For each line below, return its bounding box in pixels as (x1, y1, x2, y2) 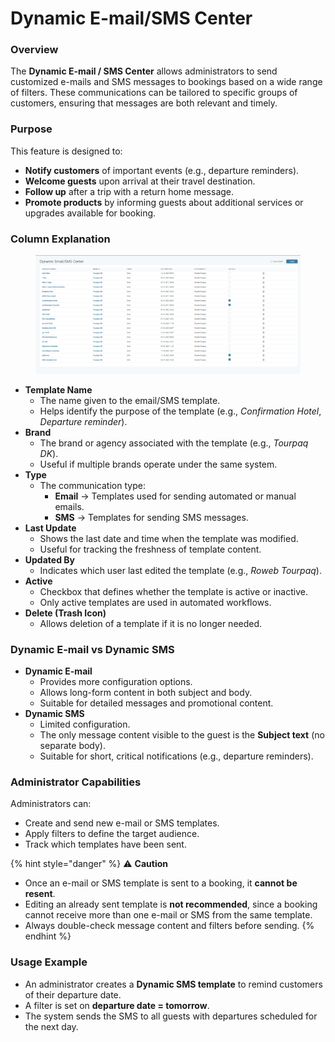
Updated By (24, 553, 75, 566)
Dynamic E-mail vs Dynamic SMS (10, 642, 175, 656)
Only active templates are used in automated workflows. (39, 596, 272, 608)
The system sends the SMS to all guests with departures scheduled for (24, 1010, 318, 1022)
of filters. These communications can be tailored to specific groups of (10, 87, 298, 99)
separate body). (39, 740, 107, 752)
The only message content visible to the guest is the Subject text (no (39, 729, 325, 741)
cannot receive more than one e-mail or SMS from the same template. (24, 909, 313, 921)
